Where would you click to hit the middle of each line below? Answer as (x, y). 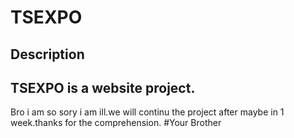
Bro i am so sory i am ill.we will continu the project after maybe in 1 (147, 112)
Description (47, 54)
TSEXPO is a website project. (103, 87)
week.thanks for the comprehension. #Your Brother (116, 123)
